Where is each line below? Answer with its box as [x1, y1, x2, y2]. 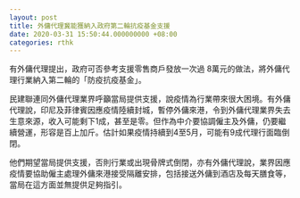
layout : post [9, 12, 58, 22]
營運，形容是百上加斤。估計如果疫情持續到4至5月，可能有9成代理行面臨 [16, 127, 283, 138]
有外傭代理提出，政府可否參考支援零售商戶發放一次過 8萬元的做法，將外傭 [9, 63, 283, 74]
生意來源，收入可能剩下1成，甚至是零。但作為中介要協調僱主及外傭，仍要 [9, 116, 279, 127]
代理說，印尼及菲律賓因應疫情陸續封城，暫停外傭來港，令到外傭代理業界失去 [9, 104, 291, 116]
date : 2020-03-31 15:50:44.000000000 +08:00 [9, 29, 178, 38]
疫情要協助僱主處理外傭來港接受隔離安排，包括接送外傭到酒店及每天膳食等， [9, 169, 291, 179]
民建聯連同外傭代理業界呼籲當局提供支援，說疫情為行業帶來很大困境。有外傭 [9, 94, 291, 104]
